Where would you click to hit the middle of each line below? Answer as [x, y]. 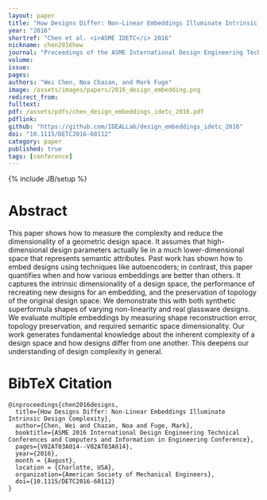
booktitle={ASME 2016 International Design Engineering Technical [128, 433]
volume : [21, 61]
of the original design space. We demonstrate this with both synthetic [122, 301]
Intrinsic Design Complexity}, [60, 419]
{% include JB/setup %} [48, 179]
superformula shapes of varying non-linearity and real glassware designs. [129, 309]
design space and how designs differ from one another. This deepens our [128, 343]
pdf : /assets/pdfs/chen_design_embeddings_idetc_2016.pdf [106, 112]
